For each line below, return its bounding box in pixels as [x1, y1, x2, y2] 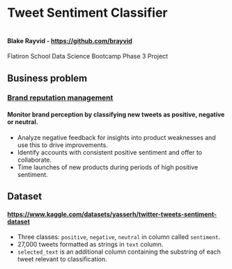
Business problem [7, 72, 88, 84]
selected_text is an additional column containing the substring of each [17, 247, 222, 256]
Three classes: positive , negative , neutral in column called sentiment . [17, 233, 221, 241]
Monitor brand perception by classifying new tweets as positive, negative [7, 110, 225, 119]
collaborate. [17, 155, 52, 164]
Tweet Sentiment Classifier [7, 5, 168, 21]
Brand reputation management [7, 93, 114, 102]
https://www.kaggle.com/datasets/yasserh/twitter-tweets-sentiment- [7, 210, 217, 218]
